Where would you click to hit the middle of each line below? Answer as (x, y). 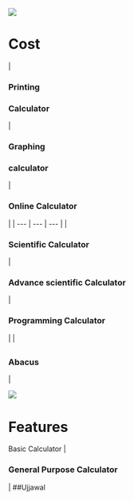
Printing (24, 86)
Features (38, 427)
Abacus (24, 362)
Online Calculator (43, 206)
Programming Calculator (57, 321)
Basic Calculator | (37, 449)
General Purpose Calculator (63, 470)
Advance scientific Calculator (67, 282)
